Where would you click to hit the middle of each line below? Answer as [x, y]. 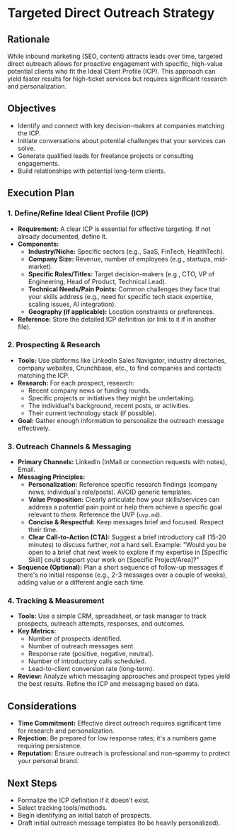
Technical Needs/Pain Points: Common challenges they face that [124, 289]
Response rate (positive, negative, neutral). [91, 654]
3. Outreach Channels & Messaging [69, 446]
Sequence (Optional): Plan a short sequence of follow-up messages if [121, 568]
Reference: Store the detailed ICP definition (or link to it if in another [117, 319]
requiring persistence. [50, 746]
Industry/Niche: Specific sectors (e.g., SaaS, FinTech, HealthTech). [126, 251]
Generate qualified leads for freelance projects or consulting [105, 156]
